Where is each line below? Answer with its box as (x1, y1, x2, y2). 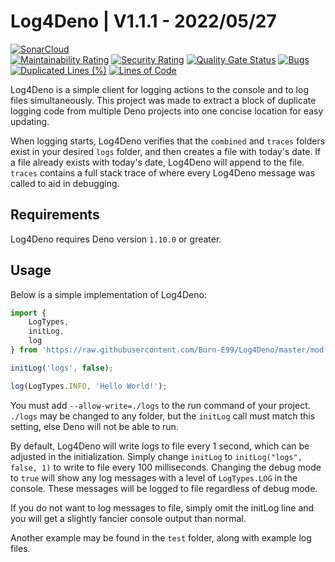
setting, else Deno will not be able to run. (10, 420, 179, 432)
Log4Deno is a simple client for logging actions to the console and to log (10, 83, 309, 95)
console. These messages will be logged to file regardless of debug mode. (10, 482, 318, 494)
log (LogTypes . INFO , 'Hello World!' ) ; (10, 381, 168, 391)
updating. (10, 115, 50, 127)
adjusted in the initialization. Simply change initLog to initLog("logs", (10, 450, 303, 462)
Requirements (10, 206, 100, 224)
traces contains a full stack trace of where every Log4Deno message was (10, 166, 316, 179)
